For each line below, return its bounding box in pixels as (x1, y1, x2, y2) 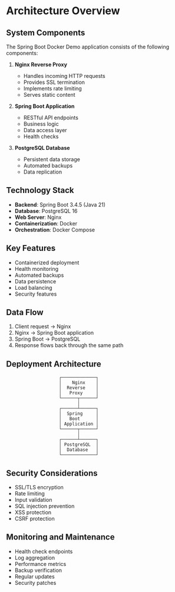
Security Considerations (6, 468, 98, 478)
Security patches (14, 579, 57, 586)
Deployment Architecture (6, 359, 101, 369)
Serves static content (23, 91, 75, 98)
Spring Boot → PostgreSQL (14, 335, 81, 343)
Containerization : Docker (14, 220, 78, 227)
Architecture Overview (6, 4, 120, 18)
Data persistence (14, 277, 57, 284)
